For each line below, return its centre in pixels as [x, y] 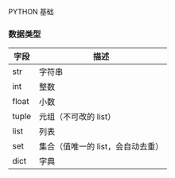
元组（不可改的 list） [77, 117]
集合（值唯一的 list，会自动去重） [101, 147]
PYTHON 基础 [31, 12]
